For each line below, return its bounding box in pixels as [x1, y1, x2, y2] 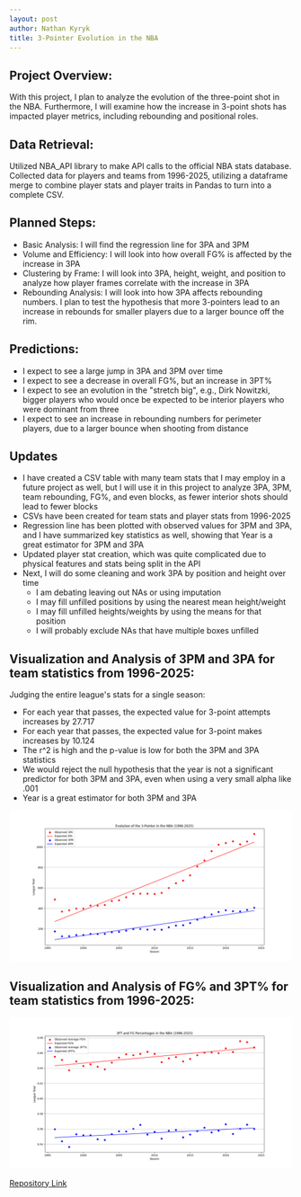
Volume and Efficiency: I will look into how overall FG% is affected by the [22, 248, 292, 260]
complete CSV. [9, 190, 65, 199]
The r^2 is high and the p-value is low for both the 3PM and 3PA [22, 745, 260, 756]
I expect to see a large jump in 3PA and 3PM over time [22, 365, 223, 377]
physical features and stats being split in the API [22, 558, 201, 570]
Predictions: [9, 341, 79, 357]
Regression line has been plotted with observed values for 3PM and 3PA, [22, 520, 293, 531]
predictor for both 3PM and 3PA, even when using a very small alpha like [22, 774, 292, 785]
